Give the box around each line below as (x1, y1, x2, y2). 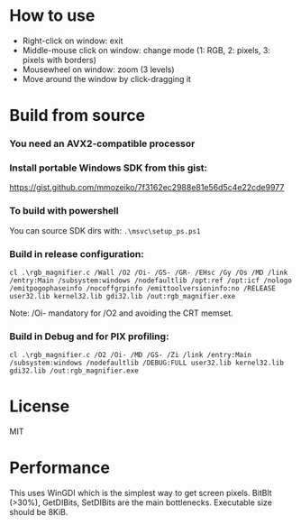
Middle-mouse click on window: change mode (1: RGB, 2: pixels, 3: (22, 44, 270, 55)
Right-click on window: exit (22, 35, 123, 46)
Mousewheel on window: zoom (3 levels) (22, 64, 175, 75)
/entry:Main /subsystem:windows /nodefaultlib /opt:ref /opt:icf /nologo (9, 276, 293, 285)
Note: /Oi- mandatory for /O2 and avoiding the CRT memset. (9, 308, 234, 318)
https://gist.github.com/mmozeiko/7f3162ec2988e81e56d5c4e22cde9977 (9, 182, 285, 193)
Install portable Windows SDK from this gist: (9, 161, 208, 174)
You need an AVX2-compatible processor (9, 137, 196, 150)
